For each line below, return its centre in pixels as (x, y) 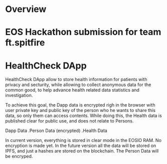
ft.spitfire (25, 43)
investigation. (19, 95)
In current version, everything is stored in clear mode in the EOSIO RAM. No (83, 140)
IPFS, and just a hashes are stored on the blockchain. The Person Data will (82, 151)
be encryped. (19, 156)
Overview (26, 9)
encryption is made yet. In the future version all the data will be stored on (81, 145)
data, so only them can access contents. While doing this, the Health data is (83, 115)
